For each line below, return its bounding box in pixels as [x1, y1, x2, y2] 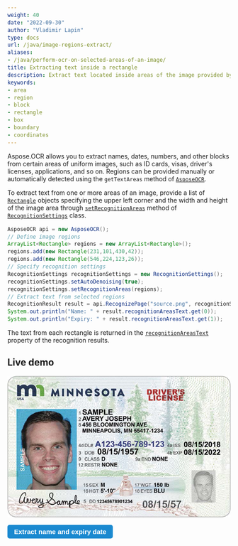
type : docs [7, 34, 40, 41]
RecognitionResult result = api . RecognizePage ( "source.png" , [7, 301, 192, 308]
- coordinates [7, 132, 50, 139]
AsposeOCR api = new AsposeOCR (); [7, 225, 110, 232]
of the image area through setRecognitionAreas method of [7, 203, 177, 212]
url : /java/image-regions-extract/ [7, 41, 113, 49]
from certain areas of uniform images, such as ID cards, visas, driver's [7, 159, 212, 168]
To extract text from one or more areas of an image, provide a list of [7, 188, 205, 197]
